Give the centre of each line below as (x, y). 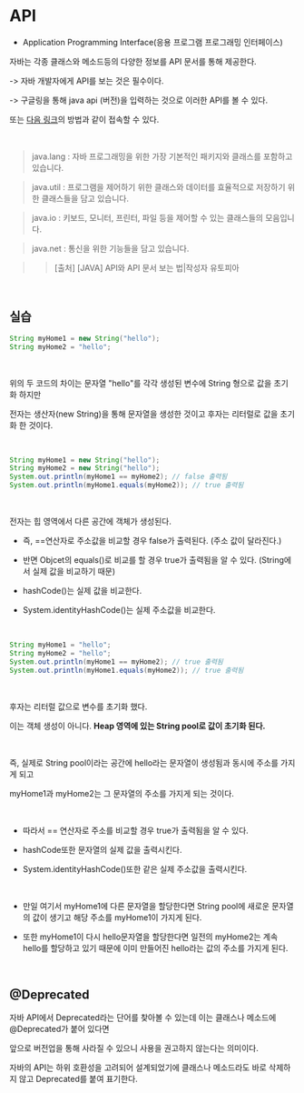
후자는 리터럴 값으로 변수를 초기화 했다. (78, 707)
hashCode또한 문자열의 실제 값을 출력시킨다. (102, 849)
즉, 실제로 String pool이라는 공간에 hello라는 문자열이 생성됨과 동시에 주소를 (144, 762)
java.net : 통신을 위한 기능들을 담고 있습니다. (110, 248)
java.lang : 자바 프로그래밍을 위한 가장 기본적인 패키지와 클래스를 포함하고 (162, 156)
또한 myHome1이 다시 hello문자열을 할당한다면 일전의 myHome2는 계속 (150, 937)
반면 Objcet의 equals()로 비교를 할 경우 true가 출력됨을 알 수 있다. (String (153, 560)
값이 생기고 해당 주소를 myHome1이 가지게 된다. (117, 917)
